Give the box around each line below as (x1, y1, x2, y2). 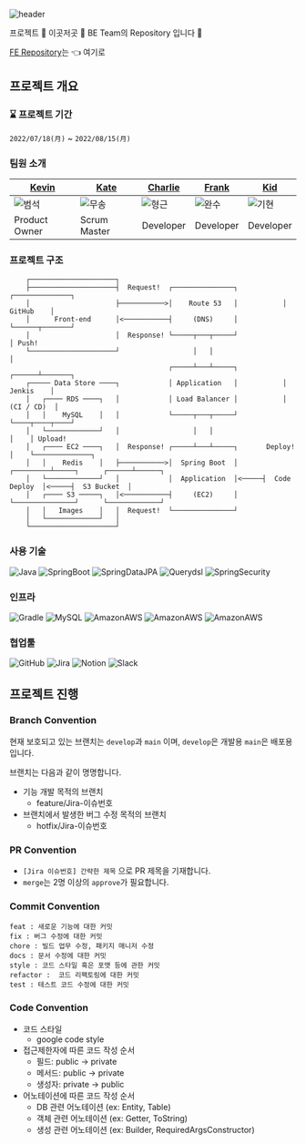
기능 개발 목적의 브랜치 (22, 786, 104, 797)
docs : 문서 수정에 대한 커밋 (9, 952, 107, 961)
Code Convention (9, 1002, 89, 1015)
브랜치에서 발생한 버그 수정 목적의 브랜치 (22, 809, 167, 820)
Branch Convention (9, 714, 97, 727)
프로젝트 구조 (9, 253, 64, 266)
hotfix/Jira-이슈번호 (36, 820, 107, 831)
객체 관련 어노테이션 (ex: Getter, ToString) (36, 1112, 189, 1124)
